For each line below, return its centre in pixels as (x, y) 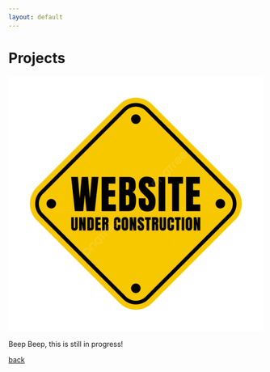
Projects (37, 58)
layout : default (36, 17)
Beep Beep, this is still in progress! (66, 344)
